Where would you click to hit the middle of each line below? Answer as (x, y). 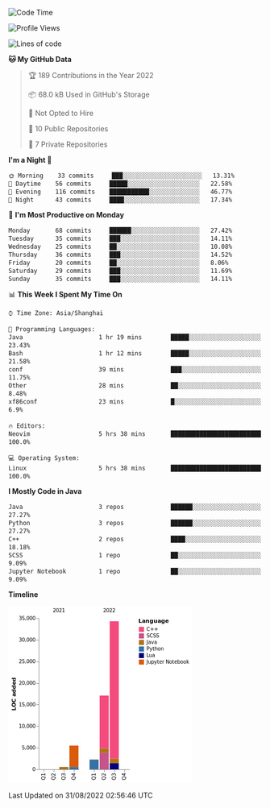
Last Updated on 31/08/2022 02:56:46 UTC (81, 795)
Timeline (23, 595)
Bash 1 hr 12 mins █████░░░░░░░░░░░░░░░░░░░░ (135, 354)
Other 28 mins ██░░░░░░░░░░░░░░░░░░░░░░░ (135, 386)
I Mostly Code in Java (45, 491)
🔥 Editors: (27, 426)
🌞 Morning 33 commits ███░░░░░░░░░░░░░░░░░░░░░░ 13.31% (122, 176)
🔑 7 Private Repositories (68, 144)
